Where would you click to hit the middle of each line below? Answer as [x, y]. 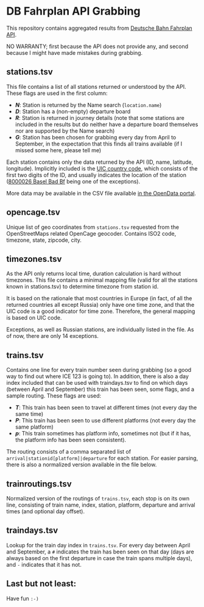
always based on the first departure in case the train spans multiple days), [100, 558]
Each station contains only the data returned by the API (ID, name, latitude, [100, 162]
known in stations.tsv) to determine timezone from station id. [83, 287]
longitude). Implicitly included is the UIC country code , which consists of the [102, 168]
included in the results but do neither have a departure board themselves [107, 124]
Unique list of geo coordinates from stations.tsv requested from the [93, 227]
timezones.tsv [34, 259]
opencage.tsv [33, 212]
